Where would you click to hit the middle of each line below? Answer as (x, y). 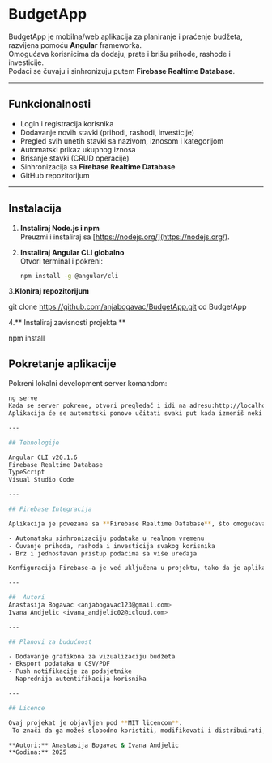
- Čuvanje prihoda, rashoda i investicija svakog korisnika (112, 546)
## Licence (27, 708)
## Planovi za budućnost (50, 641)
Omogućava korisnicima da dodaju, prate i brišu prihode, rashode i (119, 54)
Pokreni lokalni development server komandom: (88, 384)
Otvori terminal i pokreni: (62, 261)
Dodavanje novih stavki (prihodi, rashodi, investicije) (107, 132)
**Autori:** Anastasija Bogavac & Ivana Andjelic (94, 745)
